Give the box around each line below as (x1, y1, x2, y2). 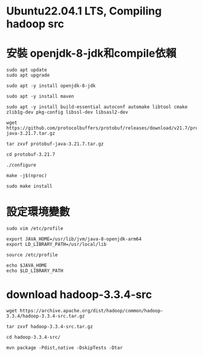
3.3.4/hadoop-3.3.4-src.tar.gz (6, 313, 85, 319)
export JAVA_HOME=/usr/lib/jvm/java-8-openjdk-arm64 (6, 236, 142, 242)
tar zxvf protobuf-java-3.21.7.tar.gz (6, 141, 104, 147)
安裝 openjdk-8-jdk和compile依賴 (6, 47, 177, 60)
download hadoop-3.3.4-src (6, 288, 152, 301)
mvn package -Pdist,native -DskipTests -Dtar (6, 345, 123, 351)
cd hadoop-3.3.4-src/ (6, 334, 61, 340)
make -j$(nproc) (6, 173, 47, 179)
